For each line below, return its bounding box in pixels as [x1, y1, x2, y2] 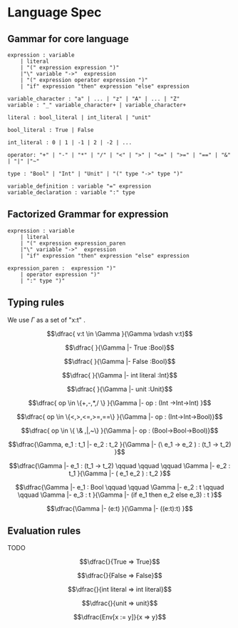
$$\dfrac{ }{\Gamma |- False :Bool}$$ [63, 357, 176, 365]
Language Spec [7, 4, 102, 21]
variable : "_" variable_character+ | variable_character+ [7, 101, 187, 108]
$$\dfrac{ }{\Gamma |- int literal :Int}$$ [61, 370, 178, 379]
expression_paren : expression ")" [7, 265, 116, 272]
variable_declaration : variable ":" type [7, 189, 135, 196]
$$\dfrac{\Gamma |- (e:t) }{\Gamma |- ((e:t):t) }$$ [46, 504, 194, 512]
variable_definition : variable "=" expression [7, 183, 152, 190]
